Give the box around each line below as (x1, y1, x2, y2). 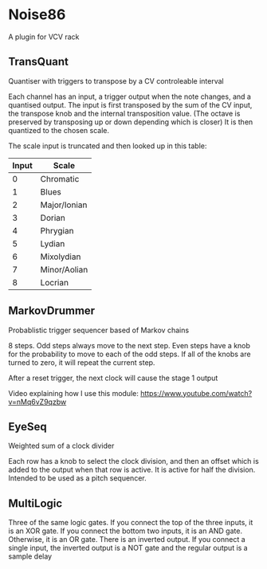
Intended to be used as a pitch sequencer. (8, 473, 147, 483)
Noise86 (8, 6, 66, 24)
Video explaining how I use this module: (8, 388, 139, 398)
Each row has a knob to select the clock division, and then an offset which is (8, 457, 259, 466)
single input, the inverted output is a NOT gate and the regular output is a (8, 543, 249, 553)
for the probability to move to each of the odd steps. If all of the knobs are (8, 349, 251, 359)
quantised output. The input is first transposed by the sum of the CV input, (8, 100, 253, 109)
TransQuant (8, 55, 69, 69)
